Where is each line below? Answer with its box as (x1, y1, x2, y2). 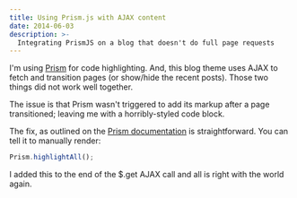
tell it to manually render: (9, 135, 101, 146)
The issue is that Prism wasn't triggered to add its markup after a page (9, 99, 270, 110)
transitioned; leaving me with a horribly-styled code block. (9, 108, 225, 119)
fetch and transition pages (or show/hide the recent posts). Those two (9, 73, 269, 83)
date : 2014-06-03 (9, 22, 74, 30)
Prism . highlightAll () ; (9, 153, 94, 162)
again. (9, 178, 33, 189)
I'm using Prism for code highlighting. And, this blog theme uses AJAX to (9, 63, 278, 73)
